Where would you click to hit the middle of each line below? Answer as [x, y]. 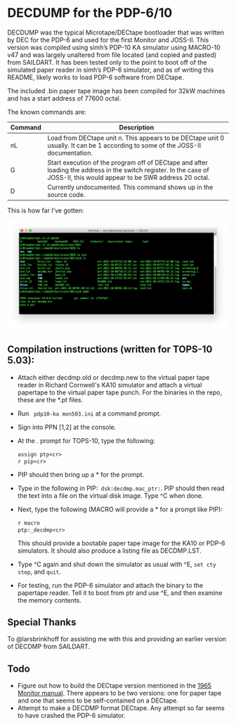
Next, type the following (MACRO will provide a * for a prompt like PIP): [120, 509]
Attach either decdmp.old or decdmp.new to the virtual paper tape [113, 377]
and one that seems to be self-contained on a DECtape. [98, 700]
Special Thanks [42, 622]
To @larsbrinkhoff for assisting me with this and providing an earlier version [117, 639]
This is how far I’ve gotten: [46, 210]
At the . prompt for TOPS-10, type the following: [86, 440]
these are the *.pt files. [50, 399]
